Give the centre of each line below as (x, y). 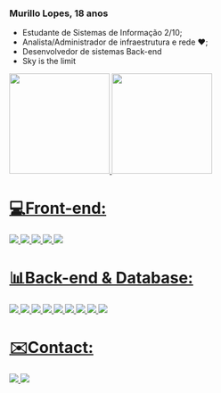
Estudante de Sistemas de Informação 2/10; (102, 33)
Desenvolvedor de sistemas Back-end (92, 52)
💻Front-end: (58, 209)
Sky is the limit (49, 61)
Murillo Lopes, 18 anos (59, 13)
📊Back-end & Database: (101, 278)
